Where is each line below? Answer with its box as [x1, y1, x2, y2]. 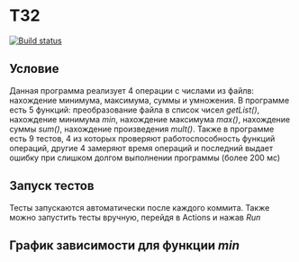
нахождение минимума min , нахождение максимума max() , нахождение [9, 113, 291, 124]
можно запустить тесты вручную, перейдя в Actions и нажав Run [9, 212, 261, 222]
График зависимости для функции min [9, 238, 240, 253]
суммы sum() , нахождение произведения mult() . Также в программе [9, 123, 275, 134]
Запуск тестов [9, 178, 95, 194]
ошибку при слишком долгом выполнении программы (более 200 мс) [9, 152, 281, 163]
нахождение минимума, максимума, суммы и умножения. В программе [9, 95, 290, 105]
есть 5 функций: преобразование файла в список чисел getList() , [9, 104, 260, 115]
